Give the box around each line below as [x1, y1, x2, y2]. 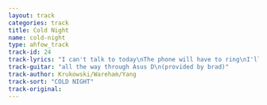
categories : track [8, 19, 69, 27]
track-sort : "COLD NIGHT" [8, 77, 94, 85]
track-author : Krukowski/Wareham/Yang [8, 70, 137, 78]
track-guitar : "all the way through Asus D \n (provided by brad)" [8, 63, 229, 71]
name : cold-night [8, 33, 66, 42]
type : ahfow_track [8, 41, 69, 49]
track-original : [8, 84, 62, 93]
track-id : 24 [8, 48, 52, 56]
